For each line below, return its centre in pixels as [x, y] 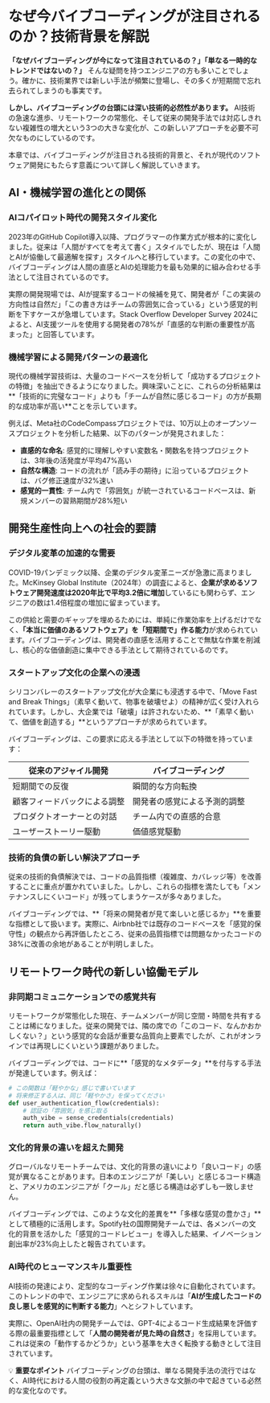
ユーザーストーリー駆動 [56, 831]
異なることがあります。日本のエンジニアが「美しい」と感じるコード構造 [141, 1177]
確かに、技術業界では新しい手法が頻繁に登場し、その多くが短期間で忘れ [141, 80]
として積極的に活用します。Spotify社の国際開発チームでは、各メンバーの [129, 1224]
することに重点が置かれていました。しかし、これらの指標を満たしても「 [128, 887]
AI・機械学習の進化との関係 [77, 193]
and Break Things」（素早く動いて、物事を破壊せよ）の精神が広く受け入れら [134, 701]
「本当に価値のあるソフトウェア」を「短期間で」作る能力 [116, 630]
